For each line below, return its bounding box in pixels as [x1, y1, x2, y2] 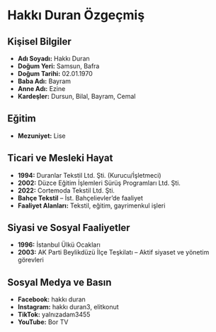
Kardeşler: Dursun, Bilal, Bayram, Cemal [17, 92, 136, 100]
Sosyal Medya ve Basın [7, 276, 112, 288]
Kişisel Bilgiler [7, 36, 72, 48]
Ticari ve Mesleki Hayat [7, 152, 113, 164]
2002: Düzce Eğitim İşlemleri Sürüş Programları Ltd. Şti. [17, 178, 181, 187]
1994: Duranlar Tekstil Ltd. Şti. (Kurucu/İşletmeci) [17, 171, 161, 179]
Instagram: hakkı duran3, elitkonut [17, 303, 119, 311]
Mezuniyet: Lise [17, 132, 66, 140]
